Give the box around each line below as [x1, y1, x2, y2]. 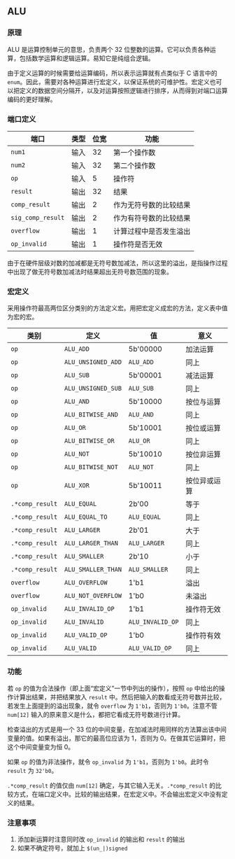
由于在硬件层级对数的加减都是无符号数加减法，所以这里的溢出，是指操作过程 [7, 258, 228, 267]
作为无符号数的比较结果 [113, 200, 191, 209]
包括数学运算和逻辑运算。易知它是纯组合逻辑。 [19, 54, 155, 62]
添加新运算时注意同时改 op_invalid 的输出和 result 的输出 [17, 834, 185, 843]
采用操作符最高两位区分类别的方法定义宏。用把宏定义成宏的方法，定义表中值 [7, 304, 228, 312]
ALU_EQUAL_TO [64, 513, 108, 521]
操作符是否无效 [113, 239, 163, 249]
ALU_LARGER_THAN [64, 539, 119, 547]
